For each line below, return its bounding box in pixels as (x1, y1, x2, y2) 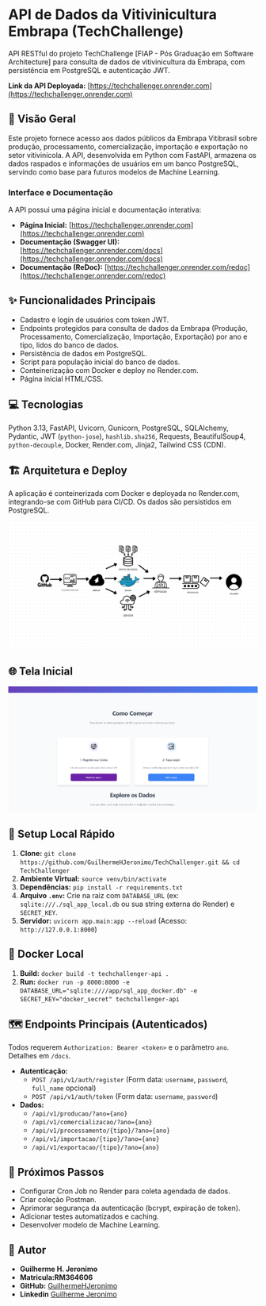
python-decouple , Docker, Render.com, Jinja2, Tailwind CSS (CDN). (8, 440, 226, 449)
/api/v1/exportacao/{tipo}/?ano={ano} (31, 1144, 160, 1152)
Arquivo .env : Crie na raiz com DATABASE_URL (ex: (19, 890, 180, 900)
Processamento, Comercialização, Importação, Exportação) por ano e (19, 332, 248, 341)
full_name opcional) (31, 1083, 97, 1093)
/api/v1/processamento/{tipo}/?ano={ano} (31, 1127, 170, 1135)
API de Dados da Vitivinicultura (8, 6, 218, 24)
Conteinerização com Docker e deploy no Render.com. (19, 365, 199, 375)
